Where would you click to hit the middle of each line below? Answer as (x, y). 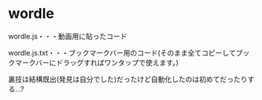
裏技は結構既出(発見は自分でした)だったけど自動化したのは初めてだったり (128, 79)
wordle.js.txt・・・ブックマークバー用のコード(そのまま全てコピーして (122, 52)
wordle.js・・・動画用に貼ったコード (68, 36)
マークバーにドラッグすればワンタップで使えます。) (97, 62)
